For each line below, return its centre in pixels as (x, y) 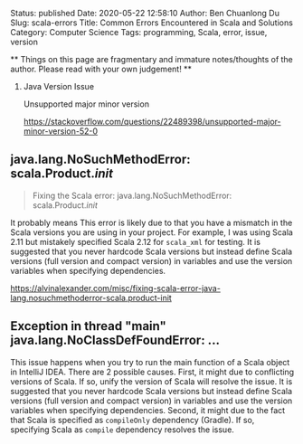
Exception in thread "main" (88, 326)
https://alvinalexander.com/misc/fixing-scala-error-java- (115, 288)
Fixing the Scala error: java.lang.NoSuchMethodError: (132, 195)
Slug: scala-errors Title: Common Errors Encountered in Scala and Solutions (151, 23)
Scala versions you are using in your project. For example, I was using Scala (151, 232)
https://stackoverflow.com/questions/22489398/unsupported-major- (152, 122)
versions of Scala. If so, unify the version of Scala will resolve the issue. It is (151, 381)
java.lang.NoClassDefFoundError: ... (115, 340)
